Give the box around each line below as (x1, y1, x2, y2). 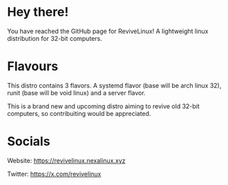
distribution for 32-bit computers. (7, 34, 102, 42)
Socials (7, 134, 50, 149)
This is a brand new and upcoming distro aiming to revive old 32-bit (7, 101, 200, 110)
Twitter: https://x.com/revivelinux (7, 170, 102, 178)
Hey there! (7, 4, 69, 20)
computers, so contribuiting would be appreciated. (7, 109, 151, 117)
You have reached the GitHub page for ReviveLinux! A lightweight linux (7, 27, 209, 35)
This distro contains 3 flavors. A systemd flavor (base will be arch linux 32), (7, 81, 222, 90)
